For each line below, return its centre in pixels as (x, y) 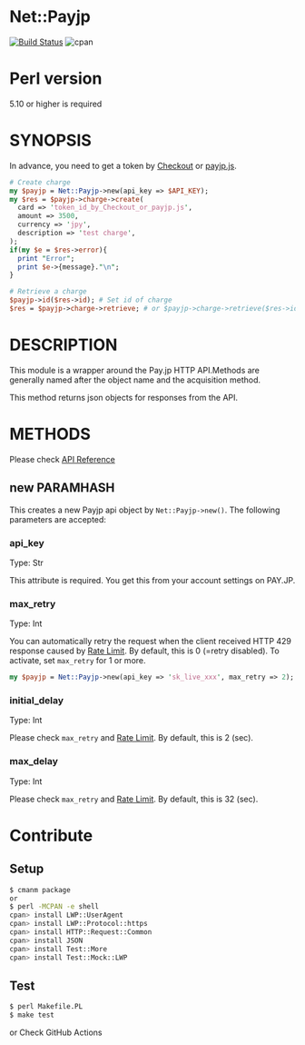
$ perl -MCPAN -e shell (54, 907)
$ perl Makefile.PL (46, 1007)
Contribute (51, 836)
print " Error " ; (46, 258)
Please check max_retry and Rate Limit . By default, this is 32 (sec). (134, 799)
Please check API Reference (62, 459)
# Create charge (40, 182)
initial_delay (37, 701)
